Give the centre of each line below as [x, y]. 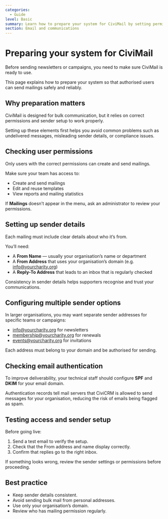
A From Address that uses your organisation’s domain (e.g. [73, 261]
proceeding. [18, 467]
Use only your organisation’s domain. [50, 505]
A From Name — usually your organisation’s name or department [79, 256]
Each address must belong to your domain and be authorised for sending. [81, 350]
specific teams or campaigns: [36, 320]
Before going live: [23, 431]
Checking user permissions [49, 152]
